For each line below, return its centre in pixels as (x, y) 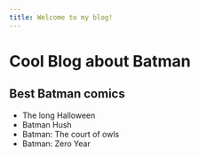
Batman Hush (47, 124)
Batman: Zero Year (56, 144)
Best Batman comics (68, 94)
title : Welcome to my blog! (61, 17)
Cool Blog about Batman (100, 61)
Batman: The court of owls (71, 134)
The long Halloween (59, 115)
